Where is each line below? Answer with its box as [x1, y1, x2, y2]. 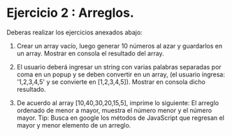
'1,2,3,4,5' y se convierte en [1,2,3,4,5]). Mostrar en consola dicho [16, 77, 205, 86]
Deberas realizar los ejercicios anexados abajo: [6, 28, 143, 36]
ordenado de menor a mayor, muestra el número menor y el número [16, 106, 212, 114]
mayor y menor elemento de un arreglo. [16, 121, 131, 129]
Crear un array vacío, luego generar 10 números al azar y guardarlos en [16, 41, 223, 50]
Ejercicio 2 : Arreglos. [6, 5, 134, 21]
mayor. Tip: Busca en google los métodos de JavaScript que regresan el [16, 114, 225, 122]
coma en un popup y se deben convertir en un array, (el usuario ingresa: [16, 70, 225, 79]
